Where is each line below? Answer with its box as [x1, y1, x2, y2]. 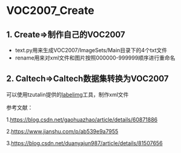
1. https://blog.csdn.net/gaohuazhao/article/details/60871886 [6, 116, 158, 123]
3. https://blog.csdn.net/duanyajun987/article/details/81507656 [6, 139, 163, 146]
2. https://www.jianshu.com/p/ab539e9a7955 [6, 127, 119, 135]
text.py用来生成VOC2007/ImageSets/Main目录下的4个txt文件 [15, 47, 168, 53]
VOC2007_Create [6, 4, 95, 18]
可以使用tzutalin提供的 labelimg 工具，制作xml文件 [6, 90, 129, 98]
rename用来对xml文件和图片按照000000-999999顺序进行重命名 [15, 54, 176, 61]
